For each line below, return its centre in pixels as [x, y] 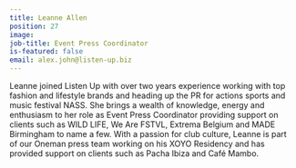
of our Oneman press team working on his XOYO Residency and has [138, 143]
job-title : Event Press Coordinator [79, 43]
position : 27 [34, 26]
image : [22, 35]
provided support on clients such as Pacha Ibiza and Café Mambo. [134, 153]
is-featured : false [46, 52]
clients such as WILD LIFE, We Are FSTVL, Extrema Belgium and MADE [143, 124]
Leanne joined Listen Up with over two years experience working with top [148, 86]
